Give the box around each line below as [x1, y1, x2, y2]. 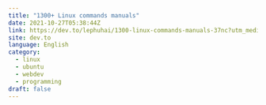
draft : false [8, 84, 51, 93]
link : [8, 26, 26, 34]
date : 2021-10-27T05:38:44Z [8, 19, 101, 27]
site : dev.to [8, 33, 51, 42]
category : [8, 48, 41, 56]
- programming [15, 77, 62, 85]
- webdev [15, 70, 44, 78]
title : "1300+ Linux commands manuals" [8, 11, 140, 20]
